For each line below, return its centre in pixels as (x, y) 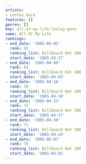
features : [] (19, 20)
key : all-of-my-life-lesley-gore (41, 29)
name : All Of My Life (28, 34)
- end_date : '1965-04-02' (33, 44)
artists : (15, 10)
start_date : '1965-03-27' (38, 58)
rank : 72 (19, 106)
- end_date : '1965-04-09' (33, 63)
